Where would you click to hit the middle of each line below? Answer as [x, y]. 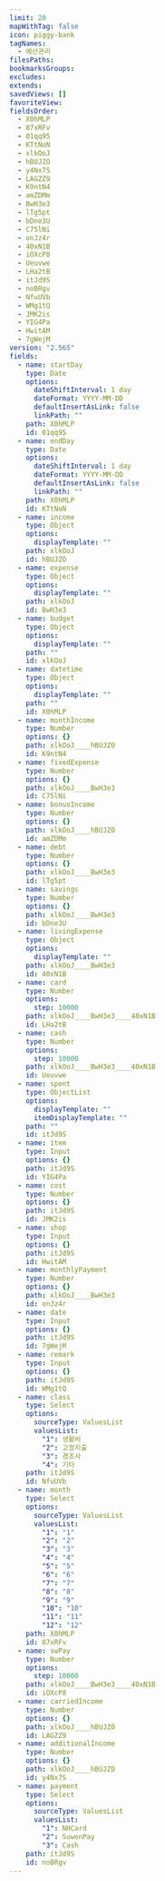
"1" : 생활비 [62, 1439]
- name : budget [46, 619]
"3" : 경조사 [62, 1456]
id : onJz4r [46, 1304]
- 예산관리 [34, 52]
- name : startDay [50, 365]
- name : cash [42, 1033]
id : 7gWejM [46, 1346]
